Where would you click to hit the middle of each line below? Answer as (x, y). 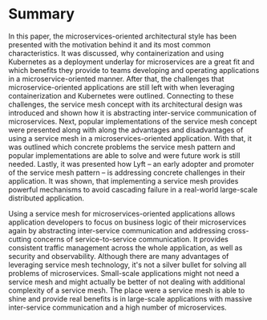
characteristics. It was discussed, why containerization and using (116, 53)
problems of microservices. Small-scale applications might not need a (124, 273)
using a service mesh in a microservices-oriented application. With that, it (130, 138)
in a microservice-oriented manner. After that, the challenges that (116, 79)
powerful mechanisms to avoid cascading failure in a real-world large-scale (133, 189)
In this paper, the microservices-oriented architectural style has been (123, 36)
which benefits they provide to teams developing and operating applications (134, 70)
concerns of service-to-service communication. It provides (131, 239)
